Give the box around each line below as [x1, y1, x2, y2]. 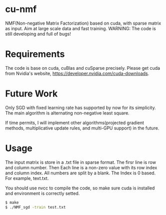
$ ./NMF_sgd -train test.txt [5, 204, 66, 209]
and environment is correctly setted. [5, 190, 80, 196]
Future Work [5, 88, 58, 99]
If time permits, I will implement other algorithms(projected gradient [5, 120, 144, 126]
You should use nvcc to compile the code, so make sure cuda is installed [5, 185, 155, 191]
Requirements [5, 49, 65, 60]
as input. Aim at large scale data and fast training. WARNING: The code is [5, 25, 156, 31]
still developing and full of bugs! [5, 31, 71, 37]
